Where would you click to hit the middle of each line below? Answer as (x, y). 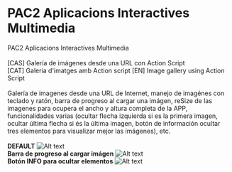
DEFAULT (21, 146)
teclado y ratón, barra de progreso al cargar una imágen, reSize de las (110, 100)
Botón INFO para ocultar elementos (60, 161)
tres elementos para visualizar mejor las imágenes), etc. (89, 131)
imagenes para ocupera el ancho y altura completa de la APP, (98, 108)
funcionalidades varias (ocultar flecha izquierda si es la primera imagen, (112, 116)
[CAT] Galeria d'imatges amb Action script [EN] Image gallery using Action (116, 70)
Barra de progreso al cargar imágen (61, 154)
